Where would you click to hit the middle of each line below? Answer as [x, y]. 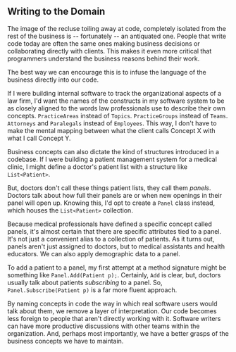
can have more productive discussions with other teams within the [104, 326]
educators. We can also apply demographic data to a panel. [94, 253]
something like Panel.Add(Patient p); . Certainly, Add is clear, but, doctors [114, 275]
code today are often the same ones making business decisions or [104, 43]
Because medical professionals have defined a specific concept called [110, 224]
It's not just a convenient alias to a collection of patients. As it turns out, [111, 239]
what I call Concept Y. [39, 138]
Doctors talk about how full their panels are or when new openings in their [114, 195]
